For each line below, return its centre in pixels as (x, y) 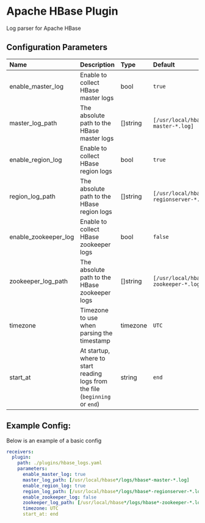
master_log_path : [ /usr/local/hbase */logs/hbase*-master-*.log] (106, 480)
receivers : (20, 452)
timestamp (95, 340)
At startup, (95, 351)
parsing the (96, 333)
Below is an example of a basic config (54, 441)
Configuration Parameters (57, 47)
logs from (94, 381)
